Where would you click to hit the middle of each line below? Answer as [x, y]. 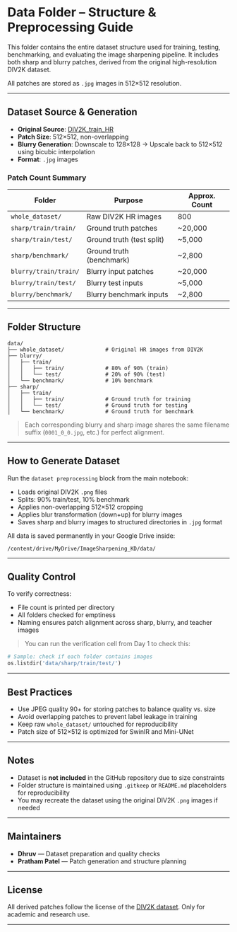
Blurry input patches [120, 272]
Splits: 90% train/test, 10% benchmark [73, 499]
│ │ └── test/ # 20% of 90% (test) [86, 374]
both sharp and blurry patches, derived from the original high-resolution [112, 62]
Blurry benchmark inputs [127, 294]
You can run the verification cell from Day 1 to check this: [107, 644]
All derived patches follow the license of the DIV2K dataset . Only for [106, 907]
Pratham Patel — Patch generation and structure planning [102, 861]
